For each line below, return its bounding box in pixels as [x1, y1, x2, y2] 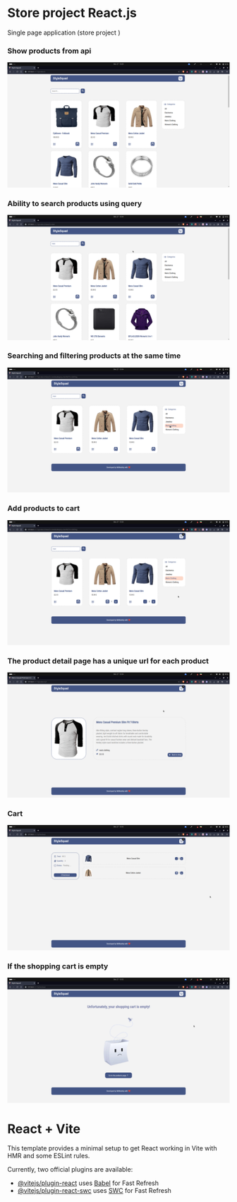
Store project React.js [7, 5, 138, 21]
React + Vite [7, 1121, 81, 1137]
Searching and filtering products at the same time [7, 351, 181, 361]
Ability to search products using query [7, 198, 142, 208]
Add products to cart [7, 503, 80, 513]
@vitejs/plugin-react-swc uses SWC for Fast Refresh [17, 1186, 171, 1195]
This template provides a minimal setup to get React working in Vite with [7, 1144, 217, 1153]
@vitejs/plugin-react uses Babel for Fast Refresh [17, 1179, 159, 1187]
